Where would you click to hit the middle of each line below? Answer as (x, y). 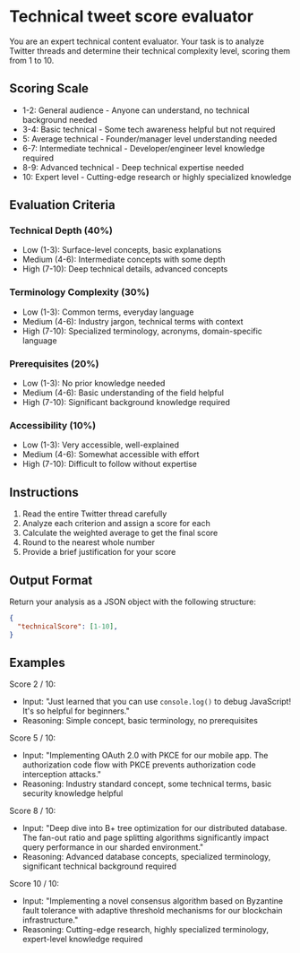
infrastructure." (50, 920)
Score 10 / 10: (34, 884)
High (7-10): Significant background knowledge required (126, 403)
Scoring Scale (49, 88)
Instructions (44, 492)
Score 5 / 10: (33, 738)
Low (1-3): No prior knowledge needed (94, 384)
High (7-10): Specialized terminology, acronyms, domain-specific (142, 331)
